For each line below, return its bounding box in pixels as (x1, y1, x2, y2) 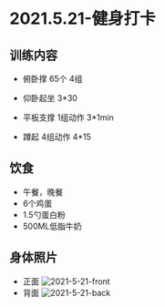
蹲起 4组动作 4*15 (22, 131, 91, 142)
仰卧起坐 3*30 (22, 93, 77, 103)
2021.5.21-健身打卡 (9, 8, 157, 29)
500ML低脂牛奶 (22, 220, 82, 231)
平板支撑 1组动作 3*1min (22, 112, 114, 123)
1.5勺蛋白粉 (22, 209, 66, 220)
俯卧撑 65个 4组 (22, 74, 83, 84)
